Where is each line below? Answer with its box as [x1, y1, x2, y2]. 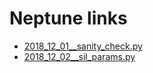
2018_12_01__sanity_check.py [23, 40, 143, 52]
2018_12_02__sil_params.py [23, 50, 136, 62]
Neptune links [9, 7, 128, 30]
